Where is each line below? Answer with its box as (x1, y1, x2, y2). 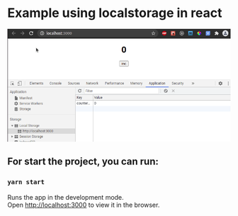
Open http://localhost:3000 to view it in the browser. (7, 200, 160, 209)
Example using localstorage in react (7, 5, 222, 21)
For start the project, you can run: (7, 156, 159, 168)
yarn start (7, 178, 45, 186)
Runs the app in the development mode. (7, 193, 124, 201)
